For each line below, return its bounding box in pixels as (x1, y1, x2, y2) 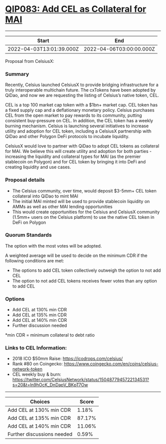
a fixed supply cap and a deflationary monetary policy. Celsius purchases (5, 107, 155, 113)
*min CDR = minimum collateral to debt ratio (5, 332, 95, 338)
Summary (5, 70, 30, 77)
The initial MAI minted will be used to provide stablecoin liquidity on (12, 198, 150, 204)
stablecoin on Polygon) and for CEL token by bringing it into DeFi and (5, 159, 146, 165)
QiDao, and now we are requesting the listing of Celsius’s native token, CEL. (5, 93, 160, 99)
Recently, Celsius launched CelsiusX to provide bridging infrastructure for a (5, 82, 159, 88)
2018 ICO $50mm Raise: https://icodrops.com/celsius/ (12, 355, 123, 362)
